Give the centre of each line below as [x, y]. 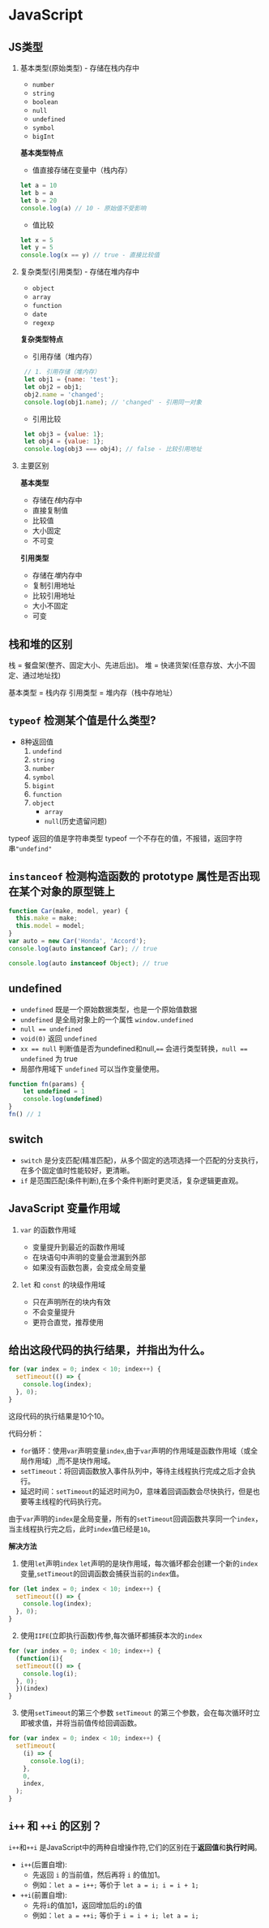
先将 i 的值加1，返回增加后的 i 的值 [87, 1905]
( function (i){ [39, 1658]
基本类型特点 [41, 153]
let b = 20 [38, 201]
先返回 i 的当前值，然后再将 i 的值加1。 [98, 1874]
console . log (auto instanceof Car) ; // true [83, 948]
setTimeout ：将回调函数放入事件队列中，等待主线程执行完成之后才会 [134, 1471]
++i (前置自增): [43, 1895]
